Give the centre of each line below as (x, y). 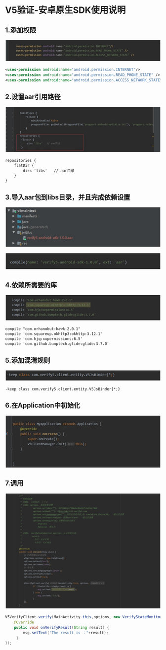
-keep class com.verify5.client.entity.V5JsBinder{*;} (63, 389)
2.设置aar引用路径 (33, 97)
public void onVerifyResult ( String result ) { (62, 627)
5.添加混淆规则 (28, 360)
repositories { (21, 161)
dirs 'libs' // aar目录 (49, 171)
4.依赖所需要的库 (31, 285)
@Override (24, 622)
